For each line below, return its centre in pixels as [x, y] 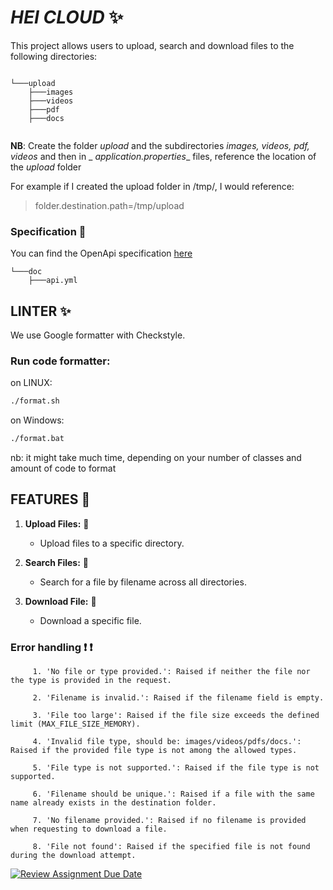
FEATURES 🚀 [50, 499]
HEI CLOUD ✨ [67, 17]
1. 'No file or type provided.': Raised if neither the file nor [171, 672]
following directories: [54, 56]
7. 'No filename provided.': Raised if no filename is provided [169, 821]
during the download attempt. [73, 856]
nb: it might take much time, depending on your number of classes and [156, 458]
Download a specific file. [90, 620]
